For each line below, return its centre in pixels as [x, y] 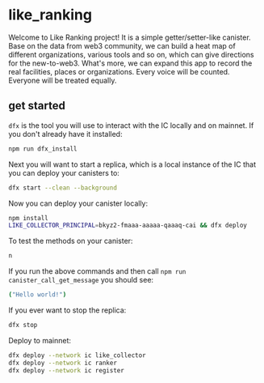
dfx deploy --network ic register [67, 370]
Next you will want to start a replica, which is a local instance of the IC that [132, 164]
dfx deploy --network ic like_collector [78, 355]
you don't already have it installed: [65, 134]
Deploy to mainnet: [40, 340]
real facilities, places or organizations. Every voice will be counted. [119, 71]
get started [37, 106]
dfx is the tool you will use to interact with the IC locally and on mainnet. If [131, 125]
